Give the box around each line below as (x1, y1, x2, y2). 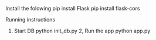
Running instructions (5, 16, 56, 23)
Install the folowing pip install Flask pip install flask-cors (5, 5, 140, 12)
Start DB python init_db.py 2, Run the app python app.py (13, 27, 151, 34)
